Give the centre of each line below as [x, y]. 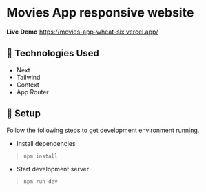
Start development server [53, 169]
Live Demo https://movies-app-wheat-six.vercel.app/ [83, 32]
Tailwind [28, 77]
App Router [32, 92]
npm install [40, 156]
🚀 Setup [24, 114]
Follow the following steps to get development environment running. [103, 130]
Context [28, 85]
